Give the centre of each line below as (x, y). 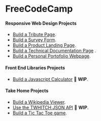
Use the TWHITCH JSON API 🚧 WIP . (50, 107)
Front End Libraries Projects (35, 68)
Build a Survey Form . (35, 40)
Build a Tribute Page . (35, 35)
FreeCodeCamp (39, 9)
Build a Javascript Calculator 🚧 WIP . (50, 79)
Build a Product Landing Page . (44, 45)
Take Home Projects (27, 91)
